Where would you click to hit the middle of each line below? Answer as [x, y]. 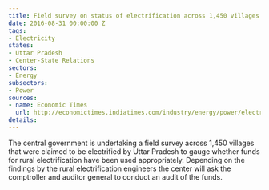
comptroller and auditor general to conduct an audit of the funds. [115, 176]
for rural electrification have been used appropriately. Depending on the [127, 160]
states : [21, 46]
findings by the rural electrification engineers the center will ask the [120, 168]
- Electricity [32, 38]
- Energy [23, 75]
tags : [17, 30]
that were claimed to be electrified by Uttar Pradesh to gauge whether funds [134, 151]
